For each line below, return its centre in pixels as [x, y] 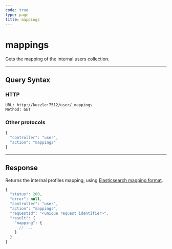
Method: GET [18, 109]
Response [22, 168]
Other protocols [25, 122]
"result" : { [23, 218]
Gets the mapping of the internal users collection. [57, 59]
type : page [17, 15]
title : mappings [23, 19]
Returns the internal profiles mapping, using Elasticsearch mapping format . [84, 180]
